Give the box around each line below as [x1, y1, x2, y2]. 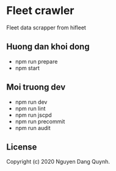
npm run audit [15, 124, 51, 131]
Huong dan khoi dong [6, 42, 90, 52]
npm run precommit [15, 117, 65, 125]
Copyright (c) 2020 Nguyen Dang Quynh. [6, 158, 111, 166]
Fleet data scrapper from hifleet [6, 24, 87, 31]
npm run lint [15, 104, 46, 112]
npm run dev [15, 98, 48, 106]
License [6, 142, 37, 152]
